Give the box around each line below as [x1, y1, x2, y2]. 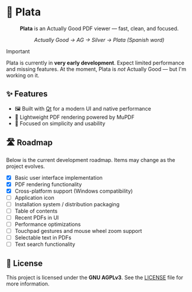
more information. [6, 280, 50, 287]
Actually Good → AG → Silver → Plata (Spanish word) [34, 36, 165, 43]
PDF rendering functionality [14, 180, 82, 188]
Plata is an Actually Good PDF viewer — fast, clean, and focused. [19, 25, 179, 32]
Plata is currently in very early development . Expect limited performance [6, 59, 185, 66]
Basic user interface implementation [14, 174, 103, 181]
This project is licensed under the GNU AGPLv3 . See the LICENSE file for [6, 274, 184, 281]
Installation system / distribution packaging [14, 200, 120, 207]
